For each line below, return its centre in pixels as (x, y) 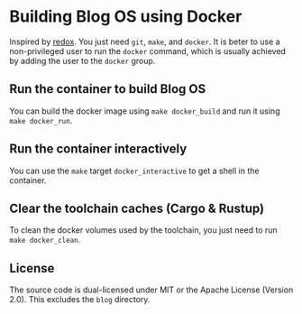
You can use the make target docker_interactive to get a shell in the (134, 171)
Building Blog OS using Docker (126, 17)
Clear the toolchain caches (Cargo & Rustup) (137, 208)
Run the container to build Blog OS (108, 89)
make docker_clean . (45, 240)
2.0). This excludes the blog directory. (80, 300)
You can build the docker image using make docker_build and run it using (145, 111)
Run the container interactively (98, 149)
